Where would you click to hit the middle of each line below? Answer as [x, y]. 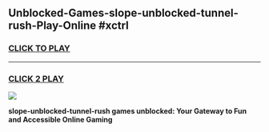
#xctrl [114, 26]
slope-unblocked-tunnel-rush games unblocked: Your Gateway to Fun [128, 110]
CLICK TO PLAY [39, 49]
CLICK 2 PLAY [36, 78]
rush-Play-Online [52, 26]
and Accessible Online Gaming [60, 119]
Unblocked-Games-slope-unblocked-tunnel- [123, 13]
